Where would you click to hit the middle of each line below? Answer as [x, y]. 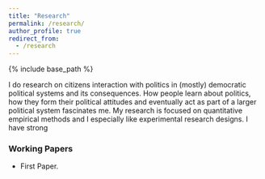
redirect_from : [34, 38]
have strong [28, 128]
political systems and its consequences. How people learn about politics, [130, 93]
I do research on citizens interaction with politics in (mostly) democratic [127, 85]
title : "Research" [39, 16]
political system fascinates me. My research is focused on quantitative [126, 111]
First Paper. [39, 166]
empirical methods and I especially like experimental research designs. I [128, 119]
